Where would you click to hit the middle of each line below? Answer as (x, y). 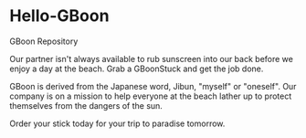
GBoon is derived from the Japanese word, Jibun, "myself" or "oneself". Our (153, 86)
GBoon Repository (44, 41)
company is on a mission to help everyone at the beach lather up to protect (151, 96)
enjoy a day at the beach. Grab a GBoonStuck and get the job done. (137, 69)
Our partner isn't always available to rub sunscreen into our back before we (152, 58)
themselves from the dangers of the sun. (86, 105)
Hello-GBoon (59, 16)
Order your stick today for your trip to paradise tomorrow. (117, 123)
